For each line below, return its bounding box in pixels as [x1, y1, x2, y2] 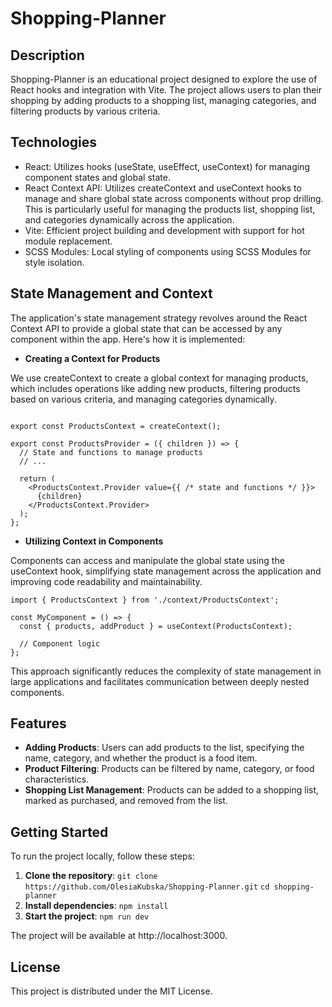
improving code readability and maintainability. [10, 575, 203, 587]
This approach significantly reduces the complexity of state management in [10, 665, 322, 677]
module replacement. [24, 235, 113, 247]
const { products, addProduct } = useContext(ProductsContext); [19, 621, 293, 631]
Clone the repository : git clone [24, 870, 158, 882]
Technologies [10, 134, 98, 151]
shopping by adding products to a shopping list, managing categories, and [10, 95, 317, 106]
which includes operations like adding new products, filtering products [10, 382, 301, 394]
